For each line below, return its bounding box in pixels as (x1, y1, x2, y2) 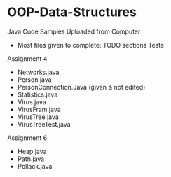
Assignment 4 (7, 54, 48, 63)
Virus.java (17, 97, 47, 106)
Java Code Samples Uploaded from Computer (7, 27, 141, 36)
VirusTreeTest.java (17, 120, 71, 128)
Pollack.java (17, 162, 53, 170)
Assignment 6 (7, 134, 48, 142)
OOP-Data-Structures (7, 4, 137, 20)
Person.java (17, 75, 52, 84)
